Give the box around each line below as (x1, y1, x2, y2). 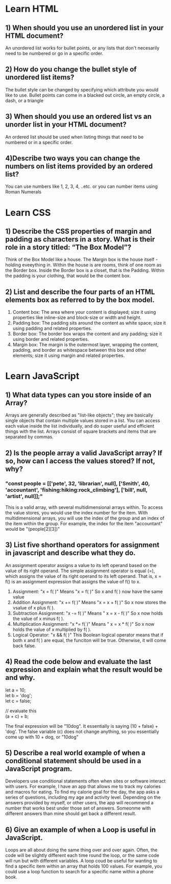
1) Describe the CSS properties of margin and (5, 227, 152, 236)
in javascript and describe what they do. (5, 549, 136, 557)
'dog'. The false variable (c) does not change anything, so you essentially (5, 728, 159, 734)
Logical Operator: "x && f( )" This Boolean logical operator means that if (12, 631, 163, 638)
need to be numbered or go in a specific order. (5, 51, 104, 56)
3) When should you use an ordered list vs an (5, 112, 152, 121)
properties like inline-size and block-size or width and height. (12, 314, 142, 321)
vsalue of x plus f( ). (12, 604, 55, 610)
